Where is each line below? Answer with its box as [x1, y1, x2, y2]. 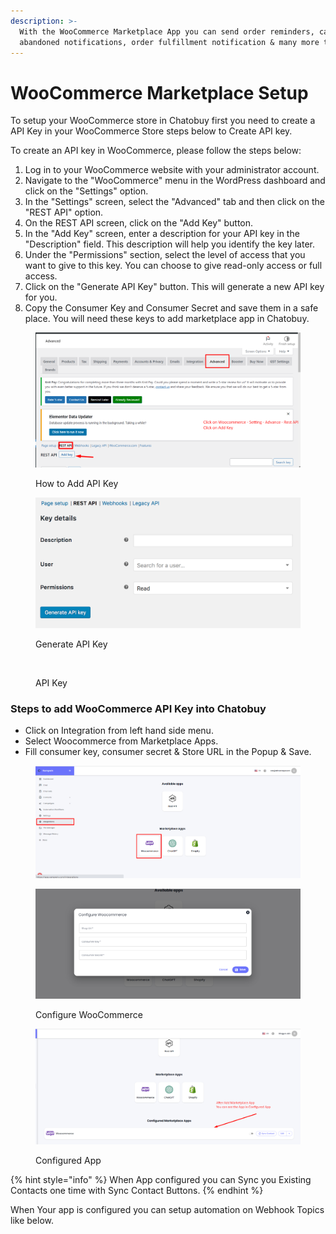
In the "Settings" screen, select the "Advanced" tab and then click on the [24, 196, 325, 208]
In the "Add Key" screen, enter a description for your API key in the [24, 228, 300, 240]
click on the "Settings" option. [24, 185, 149, 197]
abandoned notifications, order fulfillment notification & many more [19, 37, 320, 47]
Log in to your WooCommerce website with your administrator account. [24, 164, 320, 176]
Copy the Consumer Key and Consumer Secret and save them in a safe [24, 302, 319, 314]
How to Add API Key [35, 478, 119, 490]
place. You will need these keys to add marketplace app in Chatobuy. [24, 313, 310, 325]
